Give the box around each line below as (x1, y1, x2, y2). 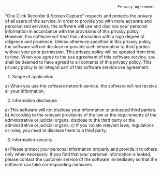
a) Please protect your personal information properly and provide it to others (5, 146, 157, 152)
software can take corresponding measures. (5, 162, 93, 167)
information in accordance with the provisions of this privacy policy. (5, 29, 140, 34)
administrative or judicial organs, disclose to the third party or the (5, 117, 135, 123)
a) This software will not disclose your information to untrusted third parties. (5, 107, 156, 113)
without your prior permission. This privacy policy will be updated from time (5, 49, 156, 55)
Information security (12, 137, 53, 143)
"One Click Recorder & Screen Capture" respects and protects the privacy (5, 13, 152, 19)
